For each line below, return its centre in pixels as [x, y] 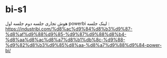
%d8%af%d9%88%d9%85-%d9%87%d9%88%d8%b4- [66, 34]
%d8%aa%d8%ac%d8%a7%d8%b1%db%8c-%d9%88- [65, 40]
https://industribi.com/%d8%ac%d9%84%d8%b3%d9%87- [69, 28]
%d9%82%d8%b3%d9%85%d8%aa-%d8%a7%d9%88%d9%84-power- [83, 45]
